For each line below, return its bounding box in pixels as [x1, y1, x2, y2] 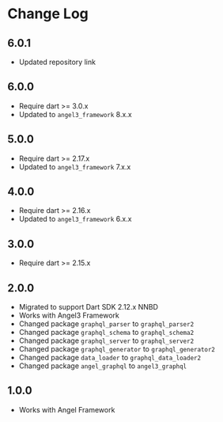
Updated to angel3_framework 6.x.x [18, 215, 132, 224]
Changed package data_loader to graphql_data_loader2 [18, 353, 202, 363]
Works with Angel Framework [18, 405, 115, 414]
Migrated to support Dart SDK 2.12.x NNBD [18, 302, 159, 312]
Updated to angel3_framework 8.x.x [18, 109, 132, 119]
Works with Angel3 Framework [18, 310, 120, 321]
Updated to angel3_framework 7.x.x [18, 162, 131, 171]
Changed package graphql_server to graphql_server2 [18, 336, 195, 345]
